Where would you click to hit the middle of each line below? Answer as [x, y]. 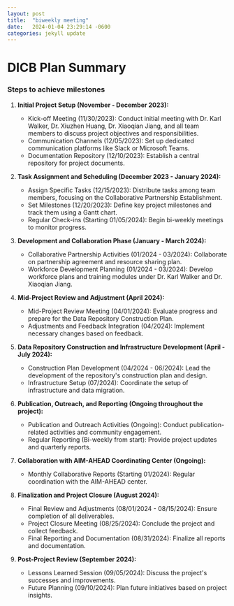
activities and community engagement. [106, 432]
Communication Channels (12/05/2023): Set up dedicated [111, 140]
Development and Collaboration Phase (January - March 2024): [112, 240]
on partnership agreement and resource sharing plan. [105, 261]
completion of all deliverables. [71, 516]
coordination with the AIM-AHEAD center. [88, 481]
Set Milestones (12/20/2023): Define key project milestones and [119, 205]
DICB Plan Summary [67, 68]
